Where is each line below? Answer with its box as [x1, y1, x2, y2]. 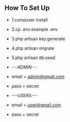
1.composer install [11, 17, 48, 22]
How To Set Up [4, 4, 50, 12]
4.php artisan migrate [11, 45, 55, 51]
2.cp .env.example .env [11, 26, 58, 32]
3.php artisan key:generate [11, 36, 66, 41]
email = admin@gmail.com [11, 73, 65, 80]
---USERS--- [11, 92, 38, 98]
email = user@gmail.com [11, 102, 61, 108]
